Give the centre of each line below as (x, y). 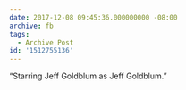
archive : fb (31, 26)
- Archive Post (46, 42)
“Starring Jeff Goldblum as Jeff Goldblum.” (88, 76)
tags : (19, 34)
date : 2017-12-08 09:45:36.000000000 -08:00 (93, 17)
